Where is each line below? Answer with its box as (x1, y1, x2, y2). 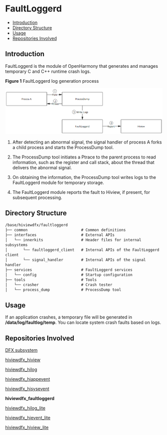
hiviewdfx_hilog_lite (5, 405, 46, 411)
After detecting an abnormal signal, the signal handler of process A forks (12, 139, 162, 145)
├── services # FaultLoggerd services (5, 268, 133, 273)
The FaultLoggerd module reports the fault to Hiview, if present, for (12, 189, 151, 195)
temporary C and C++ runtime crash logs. (5, 68, 91, 74)
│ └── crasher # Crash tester (5, 283, 113, 288)
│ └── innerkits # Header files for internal (5, 238, 142, 243)
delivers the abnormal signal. (12, 164, 72, 170)
